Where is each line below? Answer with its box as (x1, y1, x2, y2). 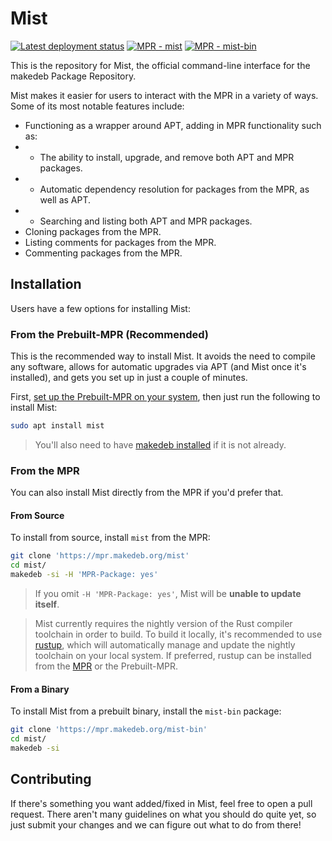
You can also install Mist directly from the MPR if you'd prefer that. (10, 487, 284, 499)
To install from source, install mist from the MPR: (10, 532, 211, 544)
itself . (34, 598, 60, 611)
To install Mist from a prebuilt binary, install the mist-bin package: (10, 705, 282, 717)
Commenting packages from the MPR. (24, 247, 183, 259)
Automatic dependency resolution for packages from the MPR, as (39, 183, 310, 195)
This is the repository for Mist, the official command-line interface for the (10, 59, 311, 71)
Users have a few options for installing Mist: (10, 302, 191, 314)
